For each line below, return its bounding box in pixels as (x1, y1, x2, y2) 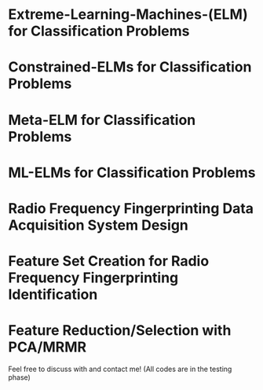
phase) (8, 373, 31, 382)
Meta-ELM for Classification (8, 111, 196, 129)
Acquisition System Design (8, 216, 188, 234)
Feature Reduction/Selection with (8, 322, 232, 340)
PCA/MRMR (8, 338, 87, 356)
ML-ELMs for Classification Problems (8, 164, 256, 182)
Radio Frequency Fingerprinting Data (8, 199, 254, 217)
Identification (8, 285, 98, 304)
